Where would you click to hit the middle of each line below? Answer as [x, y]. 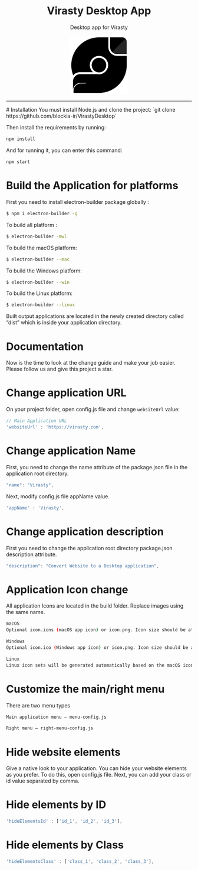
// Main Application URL [37, 421]
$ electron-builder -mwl [37, 236]
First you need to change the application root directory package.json [89, 548]
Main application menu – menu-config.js [57, 717]
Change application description [85, 532]
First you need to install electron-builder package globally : [77, 202]
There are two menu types [38, 705]
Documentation [45, 346]
